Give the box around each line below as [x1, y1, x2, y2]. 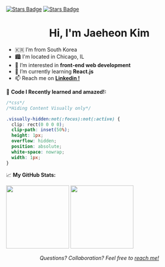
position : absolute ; [11, 144, 62, 150]
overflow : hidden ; [11, 138, 57, 144]
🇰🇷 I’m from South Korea [14, 46, 77, 53]
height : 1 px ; [11, 132, 44, 139]
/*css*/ [6, 100, 25, 106]
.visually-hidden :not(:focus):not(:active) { [6, 116, 120, 122]
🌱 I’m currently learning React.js [14, 68, 94, 75]
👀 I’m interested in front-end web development [14, 61, 131, 68]
